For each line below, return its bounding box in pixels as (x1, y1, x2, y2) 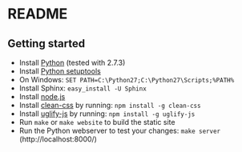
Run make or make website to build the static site (18, 118, 175, 126)
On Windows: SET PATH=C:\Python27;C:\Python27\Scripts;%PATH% (18, 75, 235, 84)
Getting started (7, 37, 86, 50)
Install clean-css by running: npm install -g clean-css (18, 101, 201, 110)
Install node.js (18, 92, 66, 101)
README (7, 5, 68, 23)
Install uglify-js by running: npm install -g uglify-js (18, 109, 196, 118)
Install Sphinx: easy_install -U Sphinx (18, 83, 147, 93)
